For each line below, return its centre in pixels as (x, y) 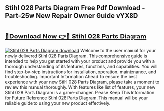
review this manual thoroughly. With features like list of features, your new (80, 87)
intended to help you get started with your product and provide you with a (80, 61)
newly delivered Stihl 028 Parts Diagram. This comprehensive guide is (76, 56)
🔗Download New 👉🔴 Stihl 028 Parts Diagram (76, 36)
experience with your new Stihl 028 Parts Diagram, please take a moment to (82, 82)
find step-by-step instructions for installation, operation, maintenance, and (81, 72)
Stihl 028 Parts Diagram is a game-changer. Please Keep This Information (80, 92)
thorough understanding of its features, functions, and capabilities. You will (81, 66)
